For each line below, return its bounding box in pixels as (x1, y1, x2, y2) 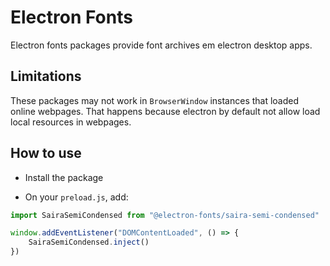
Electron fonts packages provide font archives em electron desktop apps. (10, 39, 313, 51)
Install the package (24, 171, 104, 183)
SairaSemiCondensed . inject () (28, 237, 150, 248)
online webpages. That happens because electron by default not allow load (10, 105, 321, 117)
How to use (10, 145, 82, 162)
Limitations (10, 68, 82, 85)
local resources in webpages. (10, 116, 132, 128)
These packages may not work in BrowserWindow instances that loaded (10, 94, 300, 106)
